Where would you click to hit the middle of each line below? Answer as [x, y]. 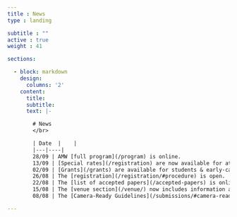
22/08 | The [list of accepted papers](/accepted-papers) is [124, 183]
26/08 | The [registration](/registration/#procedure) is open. [129, 176]
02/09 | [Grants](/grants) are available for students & [118, 170]
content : [33, 92]
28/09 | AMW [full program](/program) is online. [107, 156]
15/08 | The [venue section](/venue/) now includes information [129, 189]
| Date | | [55, 143]
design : [31, 78]
